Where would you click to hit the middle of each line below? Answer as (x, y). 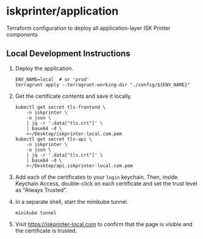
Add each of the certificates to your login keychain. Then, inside (96, 177)
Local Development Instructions (68, 54)
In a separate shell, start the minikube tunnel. (72, 201)
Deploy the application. (44, 68)
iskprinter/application (62, 11)
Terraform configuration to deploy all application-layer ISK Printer (88, 28)
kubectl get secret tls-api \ (54, 139)
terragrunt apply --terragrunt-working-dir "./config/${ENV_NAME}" (102, 85)
